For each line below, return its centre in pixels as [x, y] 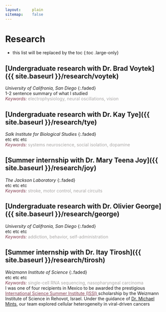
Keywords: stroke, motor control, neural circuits [54, 191]
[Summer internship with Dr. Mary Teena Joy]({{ [82, 160]
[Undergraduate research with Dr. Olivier [70, 206]
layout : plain [24, 10]
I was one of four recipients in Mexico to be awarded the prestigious [75, 288]
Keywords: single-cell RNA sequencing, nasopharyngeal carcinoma [74, 283]
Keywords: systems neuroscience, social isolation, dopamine [68, 145]
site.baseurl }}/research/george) [67, 214]
